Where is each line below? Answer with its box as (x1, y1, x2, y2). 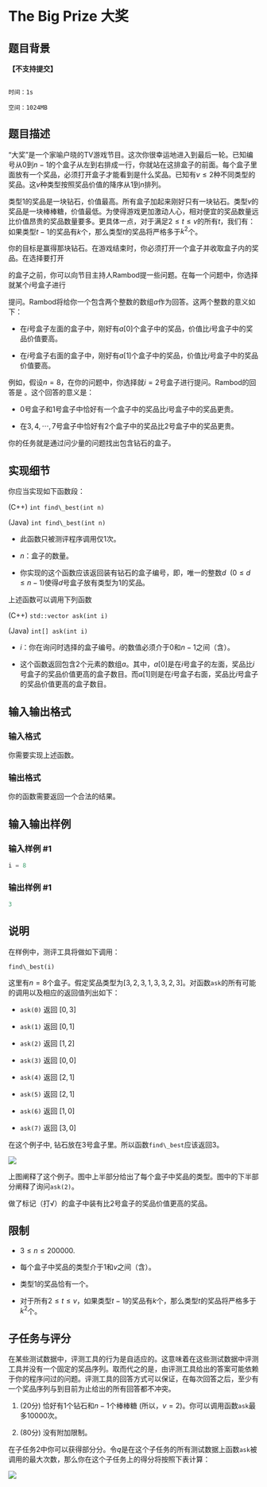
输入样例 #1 (8, 843, 52, 854)
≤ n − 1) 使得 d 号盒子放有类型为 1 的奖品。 (19, 578, 149, 588)
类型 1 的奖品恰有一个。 (19, 1279, 93, 1288)
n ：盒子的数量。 (19, 551, 74, 561)
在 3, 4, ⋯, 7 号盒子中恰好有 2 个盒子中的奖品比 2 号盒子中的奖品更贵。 (19, 421, 238, 431)
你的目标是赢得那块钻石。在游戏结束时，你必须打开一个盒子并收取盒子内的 (8, 243, 252, 253)
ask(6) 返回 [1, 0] (19, 1106, 75, 1116)
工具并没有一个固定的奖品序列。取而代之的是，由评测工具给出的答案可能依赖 (8, 1365, 259, 1374)
